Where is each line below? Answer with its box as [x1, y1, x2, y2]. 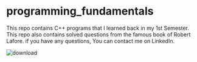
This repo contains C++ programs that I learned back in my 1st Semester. [6, 24, 190, 32]
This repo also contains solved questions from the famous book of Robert [6, 30, 191, 38]
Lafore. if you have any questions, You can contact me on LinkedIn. [6, 37, 175, 44]
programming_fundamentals [6, 4, 154, 18]
